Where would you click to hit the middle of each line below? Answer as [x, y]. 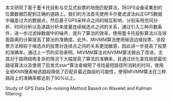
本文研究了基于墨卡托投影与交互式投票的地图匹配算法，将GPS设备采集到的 [84, 7]
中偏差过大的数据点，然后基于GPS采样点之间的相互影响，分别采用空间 [79, 20]
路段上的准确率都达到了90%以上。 [42, 78]
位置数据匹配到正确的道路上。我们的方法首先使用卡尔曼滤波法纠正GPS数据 [84, 14]
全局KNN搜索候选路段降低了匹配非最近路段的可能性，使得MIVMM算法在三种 [86, 72]
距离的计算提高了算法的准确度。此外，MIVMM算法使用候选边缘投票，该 [85, 39]
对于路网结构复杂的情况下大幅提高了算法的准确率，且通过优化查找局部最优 [88, 59]
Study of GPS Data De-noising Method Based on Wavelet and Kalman [79, 88]
